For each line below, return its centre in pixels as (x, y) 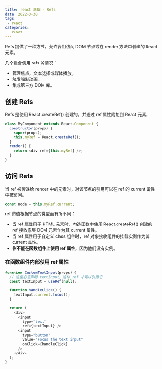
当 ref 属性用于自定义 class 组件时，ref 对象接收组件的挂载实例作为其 (81, 236)
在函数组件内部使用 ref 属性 (37, 262)
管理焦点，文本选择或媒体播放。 (44, 73)
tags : (10, 18)
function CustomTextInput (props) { (41, 273)
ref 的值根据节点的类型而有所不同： (40, 214)
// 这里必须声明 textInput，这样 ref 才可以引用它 (56, 277)
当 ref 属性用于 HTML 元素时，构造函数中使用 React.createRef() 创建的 (82, 224)
